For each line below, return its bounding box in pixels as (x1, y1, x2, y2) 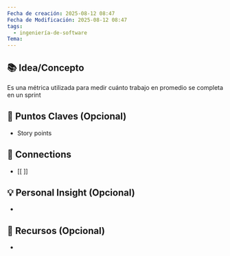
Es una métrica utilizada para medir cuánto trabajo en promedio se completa (7, 83, 224, 91)
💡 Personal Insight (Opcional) (7, 187, 135, 198)
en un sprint (7, 91, 41, 99)
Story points (16, 128, 52, 137)
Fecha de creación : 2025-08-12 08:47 (7, 10, 115, 17)
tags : (7, 23, 23, 30)
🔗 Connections (7, 149, 72, 161)
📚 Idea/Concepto (7, 62, 84, 73)
